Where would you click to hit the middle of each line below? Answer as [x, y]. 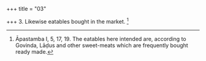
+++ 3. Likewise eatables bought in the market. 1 [67, 21]
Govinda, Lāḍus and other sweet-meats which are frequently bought [101, 45]
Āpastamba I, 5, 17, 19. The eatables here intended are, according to [101, 39]
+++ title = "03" [26, 9]
